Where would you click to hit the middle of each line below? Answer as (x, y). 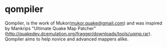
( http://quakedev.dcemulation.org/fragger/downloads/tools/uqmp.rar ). (78, 33)
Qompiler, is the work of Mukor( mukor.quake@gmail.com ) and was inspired (84, 23)
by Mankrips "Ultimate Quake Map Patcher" (51, 28)
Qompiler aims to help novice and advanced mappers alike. (67, 39)
